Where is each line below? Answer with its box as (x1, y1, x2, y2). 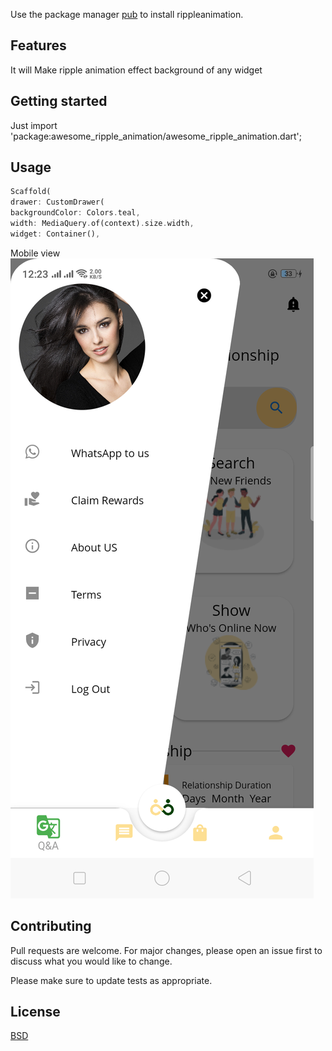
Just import (10, 119, 58, 131)
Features (10, 37, 67, 54)
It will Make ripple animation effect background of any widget (10, 64, 263, 76)
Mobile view (10, 247, 61, 259)
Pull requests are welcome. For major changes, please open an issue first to (10, 944, 323, 956)
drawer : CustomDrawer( (10, 197, 105, 208)
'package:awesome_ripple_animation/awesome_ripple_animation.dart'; (10, 130, 303, 142)
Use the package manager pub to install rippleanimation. (10, 9, 244, 20)
